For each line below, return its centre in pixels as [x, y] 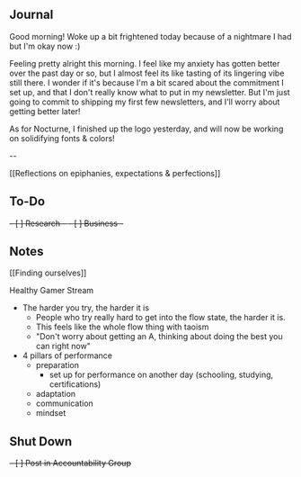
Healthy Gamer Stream [52, 291]
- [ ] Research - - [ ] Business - [66, 223]
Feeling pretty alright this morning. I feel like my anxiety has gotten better [145, 63]
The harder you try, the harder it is [86, 308]
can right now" [63, 346]
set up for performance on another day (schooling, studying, [161, 375]
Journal [31, 15]
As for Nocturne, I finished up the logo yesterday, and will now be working [146, 129]
